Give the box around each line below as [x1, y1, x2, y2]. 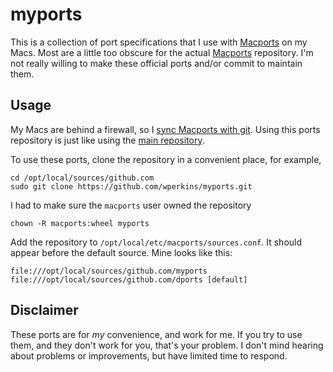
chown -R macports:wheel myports [10, 218, 150, 228]
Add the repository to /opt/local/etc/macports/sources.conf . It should [10, 236, 303, 248]
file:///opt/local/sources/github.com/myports [10, 266, 208, 276]
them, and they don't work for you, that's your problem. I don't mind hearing [10, 339, 324, 351]
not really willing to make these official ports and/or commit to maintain [10, 57, 303, 69]
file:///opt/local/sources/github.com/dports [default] [10, 274, 248, 285]
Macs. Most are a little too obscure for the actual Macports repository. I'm [10, 46, 314, 58]
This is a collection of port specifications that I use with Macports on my [10, 36, 308, 48]
